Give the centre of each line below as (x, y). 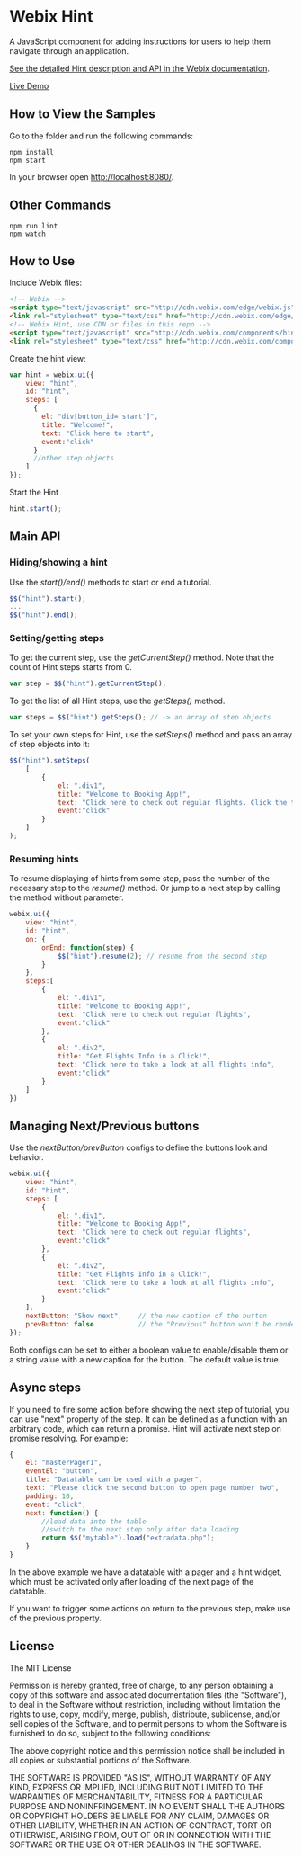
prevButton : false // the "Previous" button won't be (148, 1324)
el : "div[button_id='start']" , (100, 416)
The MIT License (40, 1668)
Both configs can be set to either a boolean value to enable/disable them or (149, 1350)
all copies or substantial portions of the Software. (100, 1760)
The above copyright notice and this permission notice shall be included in (147, 1750)
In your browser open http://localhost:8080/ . (92, 176)
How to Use (42, 261)
